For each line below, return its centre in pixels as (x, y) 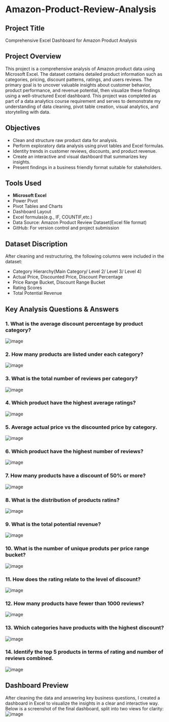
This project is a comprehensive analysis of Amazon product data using (80, 68)
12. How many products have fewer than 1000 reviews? (75, 603)
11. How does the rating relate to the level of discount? (73, 579)
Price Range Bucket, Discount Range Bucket (59, 282)
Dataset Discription (37, 244)
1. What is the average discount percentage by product (74, 323)
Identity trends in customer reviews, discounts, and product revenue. (85, 151)
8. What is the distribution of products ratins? (62, 500)
